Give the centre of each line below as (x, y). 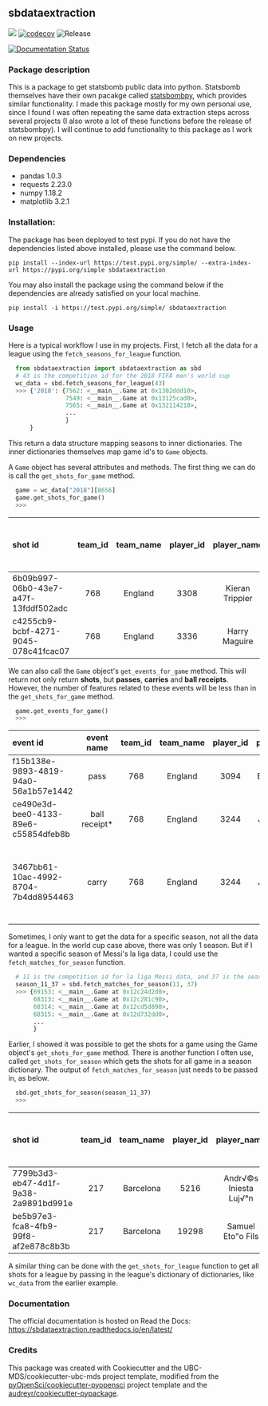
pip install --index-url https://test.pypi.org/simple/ (103, 263)
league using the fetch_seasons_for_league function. (95, 354)
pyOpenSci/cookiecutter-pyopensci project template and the (108, 1384)
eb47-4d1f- (37, 1183)
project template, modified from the (161, 1376)
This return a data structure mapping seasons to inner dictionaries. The (125, 443)
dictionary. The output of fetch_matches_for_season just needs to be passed (133, 1069)
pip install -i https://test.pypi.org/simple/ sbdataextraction (117, 308)
